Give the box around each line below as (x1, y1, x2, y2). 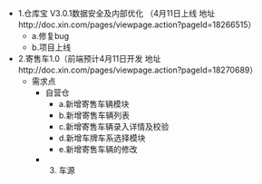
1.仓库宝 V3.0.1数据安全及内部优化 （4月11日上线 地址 (17, 8, 216, 18)
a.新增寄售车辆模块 (58, 99, 130, 109)
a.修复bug (31, 31, 70, 41)
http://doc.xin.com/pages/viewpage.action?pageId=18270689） (17, 64, 258, 75)
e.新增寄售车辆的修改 (58, 144, 138, 154)
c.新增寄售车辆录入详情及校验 (58, 121, 170, 131)
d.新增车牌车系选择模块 (58, 132, 146, 143)
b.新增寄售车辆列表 (58, 110, 130, 121)
